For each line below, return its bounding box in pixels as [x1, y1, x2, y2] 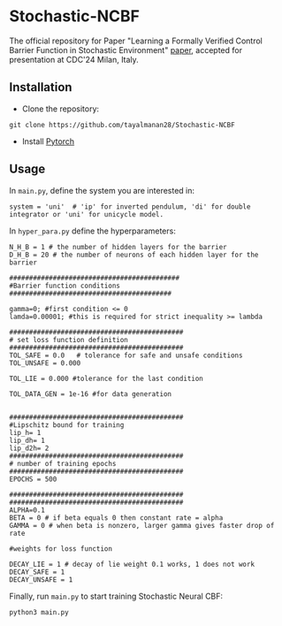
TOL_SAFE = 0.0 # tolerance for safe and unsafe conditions [9, 351, 243, 360]
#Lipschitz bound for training [9, 420, 125, 430]
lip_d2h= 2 [9, 444, 50, 453]
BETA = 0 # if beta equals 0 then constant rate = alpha [9, 513, 224, 523]
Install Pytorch [21, 135, 75, 147]
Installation [9, 80, 72, 95]
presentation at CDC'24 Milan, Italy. [9, 54, 139, 65]
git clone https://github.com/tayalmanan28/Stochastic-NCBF [9, 120, 236, 129]
